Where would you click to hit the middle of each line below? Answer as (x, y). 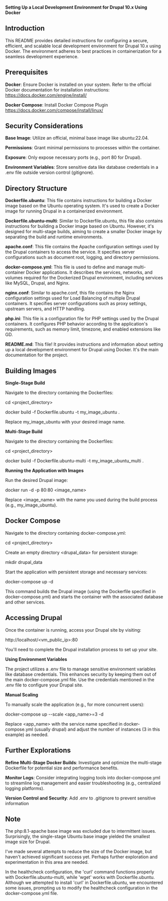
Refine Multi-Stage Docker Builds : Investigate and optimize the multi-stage (83, 762)
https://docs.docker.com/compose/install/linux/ (54, 110)
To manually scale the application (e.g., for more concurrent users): (75, 704)
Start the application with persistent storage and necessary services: (76, 572)
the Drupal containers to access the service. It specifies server (70, 252)
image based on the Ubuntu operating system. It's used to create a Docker (82, 206)
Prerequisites (27, 72)
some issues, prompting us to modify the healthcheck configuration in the (81, 888)
